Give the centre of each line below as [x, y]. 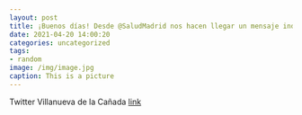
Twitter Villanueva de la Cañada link [75, 102]
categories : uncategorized [60, 43]
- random [26, 59]
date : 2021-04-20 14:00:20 [60, 34]
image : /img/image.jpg [52, 68]
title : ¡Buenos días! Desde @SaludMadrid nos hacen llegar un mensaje [144, 26]
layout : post [34, 18]
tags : [19, 51]
